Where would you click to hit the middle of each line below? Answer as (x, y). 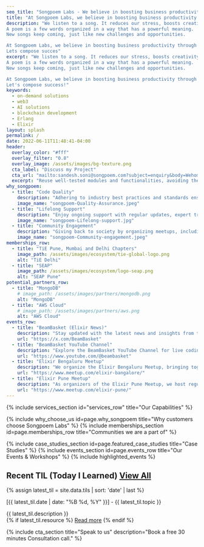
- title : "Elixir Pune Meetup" (51, 379)
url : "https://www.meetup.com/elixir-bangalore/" (81, 373)
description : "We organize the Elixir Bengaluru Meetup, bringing (103, 367)
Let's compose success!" (38, 85)
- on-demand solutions (40, 96)
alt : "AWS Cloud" (39, 317)
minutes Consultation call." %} (44, 538)
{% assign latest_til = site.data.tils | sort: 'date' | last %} (75, 490)
